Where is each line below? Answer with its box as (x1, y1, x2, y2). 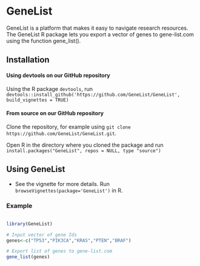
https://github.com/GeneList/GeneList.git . (6, 129, 117, 137)
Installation (6, 55, 50, 65)
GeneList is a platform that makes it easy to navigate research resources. (6, 24, 189, 32)
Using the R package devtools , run (6, 85, 93, 92)
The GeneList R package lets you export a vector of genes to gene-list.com (6, 30, 194, 38)
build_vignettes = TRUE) (6, 97, 69, 103)
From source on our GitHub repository (6, 110, 104, 117)
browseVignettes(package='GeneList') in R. (15, 187, 123, 194)
